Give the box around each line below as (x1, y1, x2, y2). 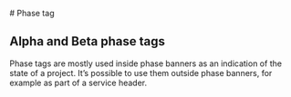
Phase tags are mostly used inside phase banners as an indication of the (9, 58, 283, 69)
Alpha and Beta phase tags (9, 34, 166, 49)
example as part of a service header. (9, 77, 148, 88)
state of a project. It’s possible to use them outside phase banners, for (9, 67, 273, 78)
